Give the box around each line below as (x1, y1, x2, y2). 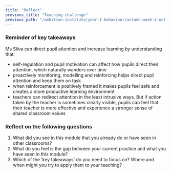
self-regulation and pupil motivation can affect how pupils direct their (12, 61, 159, 67)
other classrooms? (12, 140, 52, 146)
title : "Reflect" (5, 7, 42, 13)
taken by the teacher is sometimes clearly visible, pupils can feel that (12, 99, 159, 105)
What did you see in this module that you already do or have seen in (12, 134, 156, 141)
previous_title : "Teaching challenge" (5, 12, 88, 17)
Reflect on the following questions (5, 123, 93, 130)
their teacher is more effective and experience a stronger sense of (12, 105, 153, 111)
